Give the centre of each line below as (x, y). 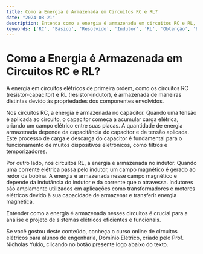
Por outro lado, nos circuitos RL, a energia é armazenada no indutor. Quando (101, 163)
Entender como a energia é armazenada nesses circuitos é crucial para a (97, 213)
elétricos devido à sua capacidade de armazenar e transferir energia (92, 195)
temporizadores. (27, 151)
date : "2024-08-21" (31, 18)
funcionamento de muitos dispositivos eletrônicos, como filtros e (87, 145)
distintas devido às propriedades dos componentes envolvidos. (85, 101)
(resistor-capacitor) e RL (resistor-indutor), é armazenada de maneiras (94, 95)
